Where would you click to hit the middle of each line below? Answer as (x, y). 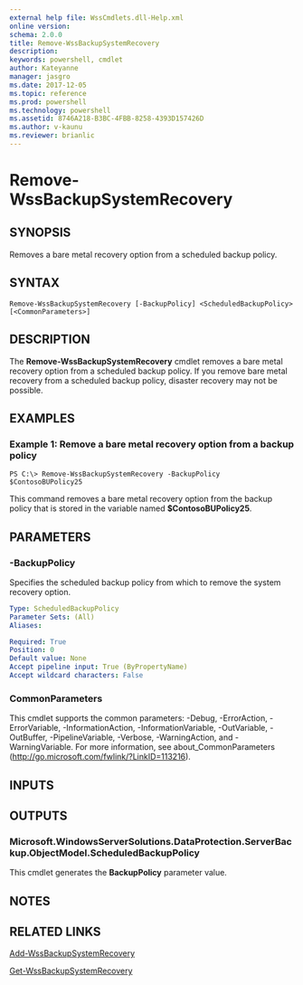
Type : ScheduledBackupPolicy (64, 608)
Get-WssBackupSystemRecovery (71, 971)
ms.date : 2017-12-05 (48, 85)
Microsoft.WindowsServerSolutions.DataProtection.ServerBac (151, 841)
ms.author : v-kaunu (46, 128)
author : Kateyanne (44, 69)
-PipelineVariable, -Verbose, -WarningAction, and (141, 737)
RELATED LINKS (55, 932)
